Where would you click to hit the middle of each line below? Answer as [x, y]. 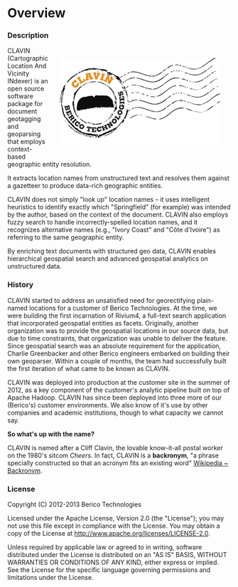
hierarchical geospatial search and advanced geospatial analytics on [108, 259]
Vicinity [18, 73]
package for [25, 104]
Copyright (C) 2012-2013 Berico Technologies [75, 504]
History [21, 285]
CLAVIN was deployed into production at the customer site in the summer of [119, 382]
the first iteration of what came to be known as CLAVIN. [89, 368]
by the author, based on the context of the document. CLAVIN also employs [118, 214]
